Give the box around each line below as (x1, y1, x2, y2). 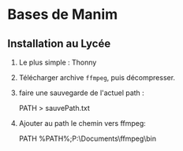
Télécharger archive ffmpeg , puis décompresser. (18, 73, 175, 82)
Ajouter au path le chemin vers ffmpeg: (18, 119, 147, 127)
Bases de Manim (7, 6, 118, 24)
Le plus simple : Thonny (18, 57, 97, 67)
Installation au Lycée (7, 37, 111, 50)
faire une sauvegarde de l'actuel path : (18, 88, 145, 98)
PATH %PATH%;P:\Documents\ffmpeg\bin (18, 134, 157, 143)
